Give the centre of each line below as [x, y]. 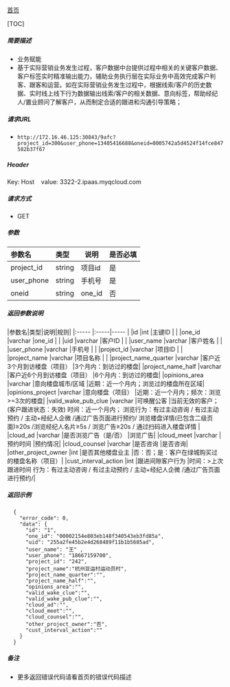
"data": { [34, 524]
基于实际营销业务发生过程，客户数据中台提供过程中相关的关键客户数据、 [119, 67]
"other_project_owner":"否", [66, 624]
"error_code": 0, [44, 518]
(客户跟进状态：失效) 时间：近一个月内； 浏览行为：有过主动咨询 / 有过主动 [113, 409]
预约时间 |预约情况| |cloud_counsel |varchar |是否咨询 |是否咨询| [98, 443]
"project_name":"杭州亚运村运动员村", [76, 569]
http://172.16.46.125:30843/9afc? [66, 137]
